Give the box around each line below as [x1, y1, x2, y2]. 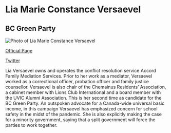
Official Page [5, 48, 33, 53]
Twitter [5, 58, 21, 64]
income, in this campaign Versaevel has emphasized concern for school [5, 106, 158, 111]
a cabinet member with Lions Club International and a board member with [5, 89, 161, 96]
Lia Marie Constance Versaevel [5, 4, 141, 15]
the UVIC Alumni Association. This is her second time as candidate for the [5, 95, 162, 101]
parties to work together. [5, 122, 58, 128]
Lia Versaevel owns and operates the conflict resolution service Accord [5, 68, 157, 73]
